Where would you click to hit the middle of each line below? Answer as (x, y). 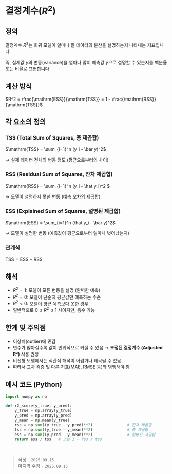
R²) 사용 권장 (26, 354)
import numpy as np (26, 397)
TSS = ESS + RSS (24, 259)
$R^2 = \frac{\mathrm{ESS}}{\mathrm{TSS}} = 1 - (58, 99)
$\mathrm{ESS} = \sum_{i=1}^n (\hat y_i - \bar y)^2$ (60, 223)
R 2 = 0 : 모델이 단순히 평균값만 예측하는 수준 (57, 297)
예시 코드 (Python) (34, 384)
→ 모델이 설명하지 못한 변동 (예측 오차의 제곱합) (53, 196)
